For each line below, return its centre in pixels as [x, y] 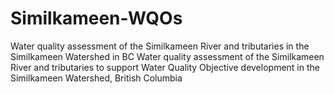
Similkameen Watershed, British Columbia [96, 78]
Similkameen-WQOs [96, 18]
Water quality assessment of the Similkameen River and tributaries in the [160, 46]
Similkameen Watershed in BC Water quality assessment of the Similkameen [167, 56]
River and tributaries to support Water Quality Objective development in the [165, 67]
